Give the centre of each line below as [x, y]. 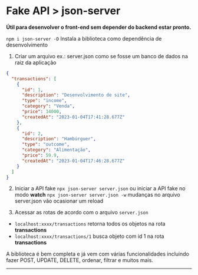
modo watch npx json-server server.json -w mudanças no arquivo [98, 195]
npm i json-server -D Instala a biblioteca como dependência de [84, 38]
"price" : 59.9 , [40, 155]
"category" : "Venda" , [48, 106]
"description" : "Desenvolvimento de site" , [76, 95]
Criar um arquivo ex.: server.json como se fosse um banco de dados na [101, 56]
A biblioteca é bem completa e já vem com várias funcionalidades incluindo [98, 254]
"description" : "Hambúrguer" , [59, 139]
